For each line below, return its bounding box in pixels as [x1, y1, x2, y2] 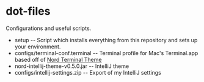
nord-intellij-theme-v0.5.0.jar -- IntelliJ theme [14, 62, 129, 70]
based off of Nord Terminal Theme [14, 56, 102, 63]
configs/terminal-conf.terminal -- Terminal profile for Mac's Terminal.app [14, 49, 199, 56]
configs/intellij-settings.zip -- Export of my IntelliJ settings [14, 69, 161, 76]
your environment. [14, 43, 61, 50]
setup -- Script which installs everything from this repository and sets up [14, 36, 198, 43]
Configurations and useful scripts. [5, 24, 92, 32]
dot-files [5, 4, 51, 18]
